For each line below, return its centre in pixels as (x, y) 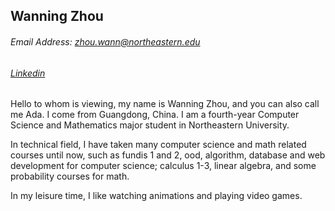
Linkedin (28, 73)
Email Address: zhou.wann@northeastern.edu (105, 41)
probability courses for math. (70, 176)
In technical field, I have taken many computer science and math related (158, 145)
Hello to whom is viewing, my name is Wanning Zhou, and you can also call (165, 104)
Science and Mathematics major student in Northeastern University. (150, 125)
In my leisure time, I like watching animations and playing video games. (156, 196)
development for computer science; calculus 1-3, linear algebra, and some (163, 166)
